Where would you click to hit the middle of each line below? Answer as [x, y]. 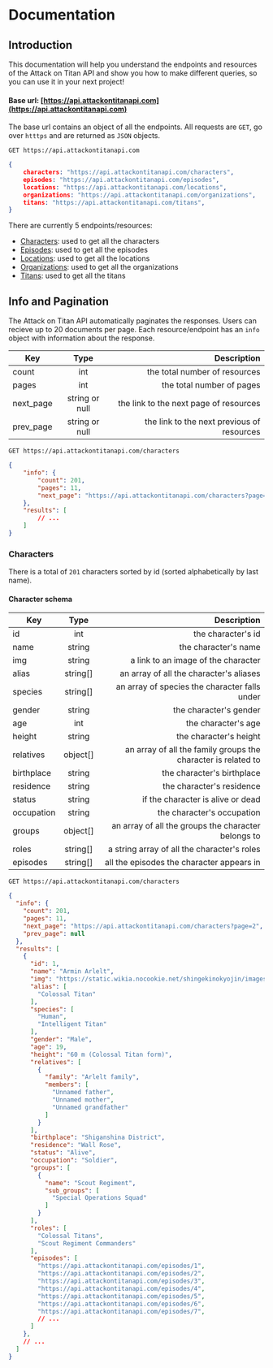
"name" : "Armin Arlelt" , [72, 972]
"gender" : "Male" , [61, 1040]
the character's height [218, 737]
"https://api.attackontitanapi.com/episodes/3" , [121, 1281]
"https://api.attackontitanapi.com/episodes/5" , [121, 1296]
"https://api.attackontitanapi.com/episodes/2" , [121, 1274]
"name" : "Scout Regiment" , [90, 1183]
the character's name [220, 647]
